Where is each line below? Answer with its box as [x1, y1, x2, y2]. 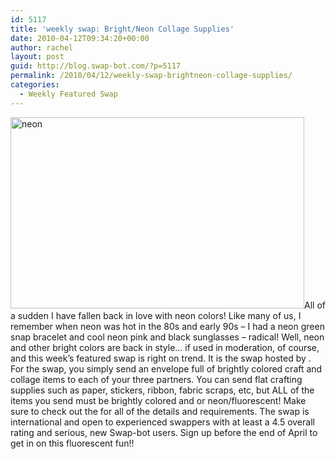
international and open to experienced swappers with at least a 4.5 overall [10, 416, 315, 428]
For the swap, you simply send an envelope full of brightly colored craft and [10, 362, 323, 375]
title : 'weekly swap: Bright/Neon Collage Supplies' [10, 24, 235, 34]
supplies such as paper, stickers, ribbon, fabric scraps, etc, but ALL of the [10, 384, 315, 396]
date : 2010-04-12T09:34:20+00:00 [10, 33, 150, 43]
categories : [10, 80, 60, 90]
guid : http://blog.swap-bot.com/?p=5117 [10, 61, 182, 71]
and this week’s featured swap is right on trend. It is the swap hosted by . [10, 352, 312, 364]
